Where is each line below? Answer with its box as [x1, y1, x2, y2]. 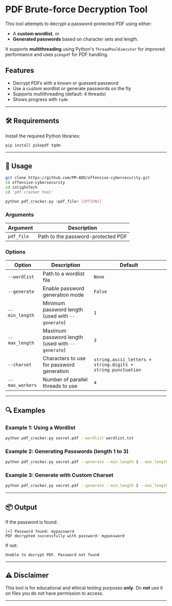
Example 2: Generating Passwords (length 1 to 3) [5, 447, 129, 455]
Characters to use [42, 355, 86, 362]
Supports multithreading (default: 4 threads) [12, 91, 106, 97]
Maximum [42, 327, 67, 335]
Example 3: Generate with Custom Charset [5, 471, 114, 478]
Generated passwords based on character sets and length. [12, 36, 139, 42]
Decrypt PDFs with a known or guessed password [12, 80, 119, 86]
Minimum [42, 300, 66, 307]
